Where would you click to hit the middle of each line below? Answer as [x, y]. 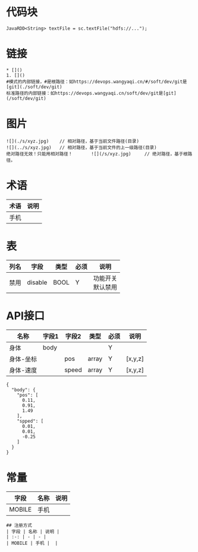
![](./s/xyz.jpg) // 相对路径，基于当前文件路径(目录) [73, 141]
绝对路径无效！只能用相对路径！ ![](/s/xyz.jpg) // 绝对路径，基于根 [97, 154]
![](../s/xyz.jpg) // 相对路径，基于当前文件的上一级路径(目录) [81, 147]
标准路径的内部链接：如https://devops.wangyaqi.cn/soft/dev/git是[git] [91, 93]
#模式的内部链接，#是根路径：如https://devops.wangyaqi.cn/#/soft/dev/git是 [97, 82]
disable [37, 282]
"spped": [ [30, 421]
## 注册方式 [19, 525]
